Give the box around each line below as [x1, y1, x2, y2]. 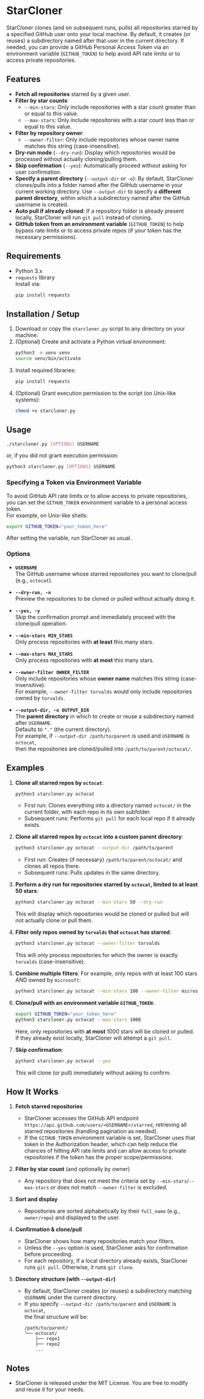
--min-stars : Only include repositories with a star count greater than [24, 103, 196, 111]
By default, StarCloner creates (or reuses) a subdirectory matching [24, 1287, 192, 1294]
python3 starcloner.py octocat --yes [15, 1058, 111, 1064]
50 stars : [15, 887, 39, 895]
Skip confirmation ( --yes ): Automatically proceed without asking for [15, 161, 187, 169]
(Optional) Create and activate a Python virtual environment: [15, 338, 166, 345]
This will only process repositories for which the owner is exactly [15, 952, 178, 959]
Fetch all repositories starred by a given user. [15, 90, 131, 98]
